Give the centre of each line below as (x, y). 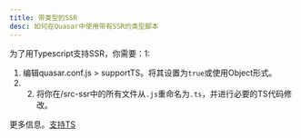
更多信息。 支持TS (43, 124)
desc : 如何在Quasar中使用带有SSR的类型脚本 (84, 26)
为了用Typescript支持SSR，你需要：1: (80, 53)
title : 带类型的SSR (44, 18)
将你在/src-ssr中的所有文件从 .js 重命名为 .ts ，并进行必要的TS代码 (160, 94)
